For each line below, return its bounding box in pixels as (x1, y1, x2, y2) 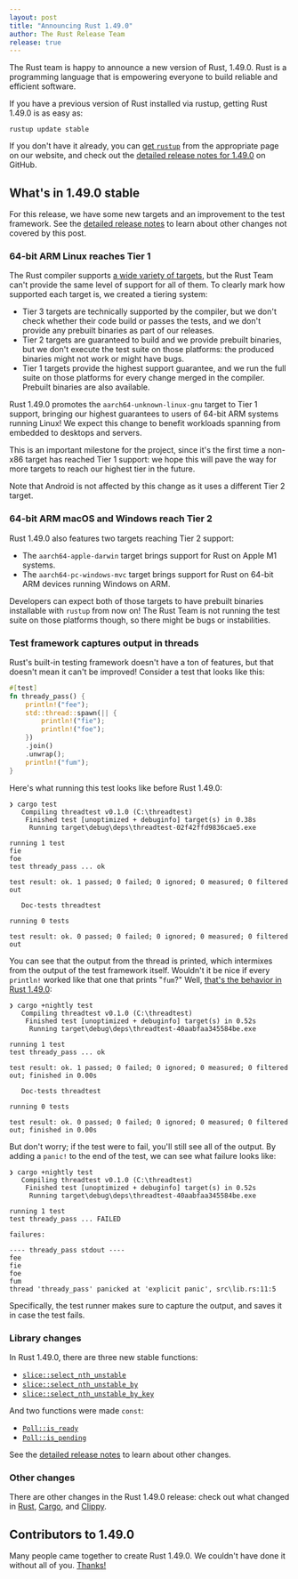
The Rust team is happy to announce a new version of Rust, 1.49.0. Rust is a (9, 62, 287, 73)
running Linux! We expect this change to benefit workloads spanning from (9, 418, 281, 429)
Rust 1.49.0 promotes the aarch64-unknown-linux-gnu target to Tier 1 (9, 399, 258, 410)
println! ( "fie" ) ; (41, 717, 105, 726)
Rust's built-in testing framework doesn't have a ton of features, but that (9, 657, 274, 667)
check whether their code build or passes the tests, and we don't (21, 316, 261, 326)
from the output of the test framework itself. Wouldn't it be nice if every (9, 964, 270, 975)
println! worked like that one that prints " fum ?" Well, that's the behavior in (9, 974, 282, 985)
